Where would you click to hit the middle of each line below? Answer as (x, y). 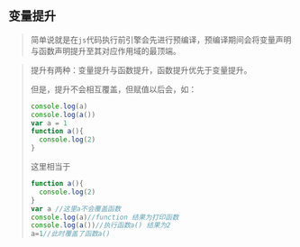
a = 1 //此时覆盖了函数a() (70, 234)
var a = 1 (49, 123)
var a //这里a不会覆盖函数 (76, 209)
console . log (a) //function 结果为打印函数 (105, 217)
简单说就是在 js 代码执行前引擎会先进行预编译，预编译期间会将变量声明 (161, 40)
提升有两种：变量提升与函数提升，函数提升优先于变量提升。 (141, 69)
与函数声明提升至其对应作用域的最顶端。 (105, 50)
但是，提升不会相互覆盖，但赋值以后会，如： (114, 89)
